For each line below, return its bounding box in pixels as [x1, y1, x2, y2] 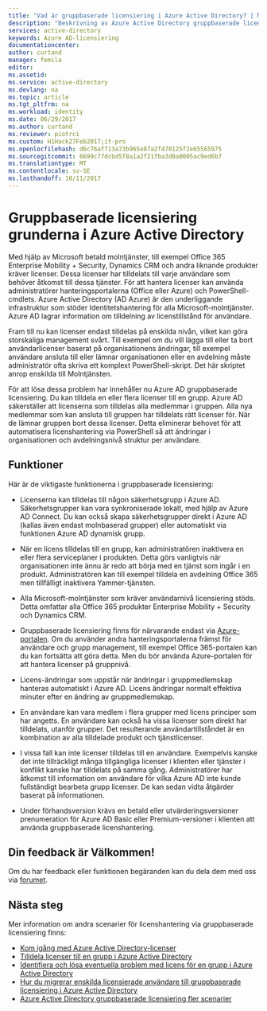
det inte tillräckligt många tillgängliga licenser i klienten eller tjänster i [19, 756, 246, 766]
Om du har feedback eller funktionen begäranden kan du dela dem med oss [8, 867, 257, 876]
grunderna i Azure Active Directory [8, 226, 245, 244]
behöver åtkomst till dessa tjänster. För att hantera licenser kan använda [8, 277, 244, 287]
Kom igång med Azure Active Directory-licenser [19, 943, 176, 953]
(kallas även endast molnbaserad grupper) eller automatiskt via [19, 520, 226, 529]
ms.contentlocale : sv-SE [8, 167, 91, 175]
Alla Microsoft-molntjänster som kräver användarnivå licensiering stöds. [19, 593, 256, 603]
